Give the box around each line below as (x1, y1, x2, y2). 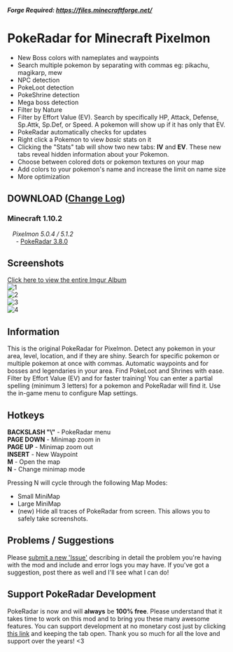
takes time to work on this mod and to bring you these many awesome (7, 614, 210, 623)
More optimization (17, 172, 70, 180)
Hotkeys (7, 409, 45, 421)
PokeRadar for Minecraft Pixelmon (7, 31, 211, 46)
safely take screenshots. (17, 514, 89, 523)
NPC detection (17, 76, 60, 84)
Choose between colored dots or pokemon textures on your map (17, 157, 204, 166)
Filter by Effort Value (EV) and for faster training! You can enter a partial (7, 374, 213, 383)
